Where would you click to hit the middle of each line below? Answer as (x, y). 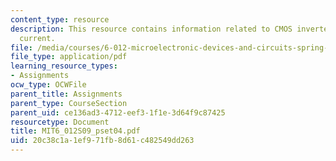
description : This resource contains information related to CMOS (151, 29)
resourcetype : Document (60, 122)
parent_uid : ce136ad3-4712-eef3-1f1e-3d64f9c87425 (118, 112)
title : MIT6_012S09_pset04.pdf (75, 131)
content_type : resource (60, 19)
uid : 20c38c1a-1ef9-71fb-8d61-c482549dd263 (102, 141)
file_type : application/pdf (69, 57)
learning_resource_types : (64, 66)
